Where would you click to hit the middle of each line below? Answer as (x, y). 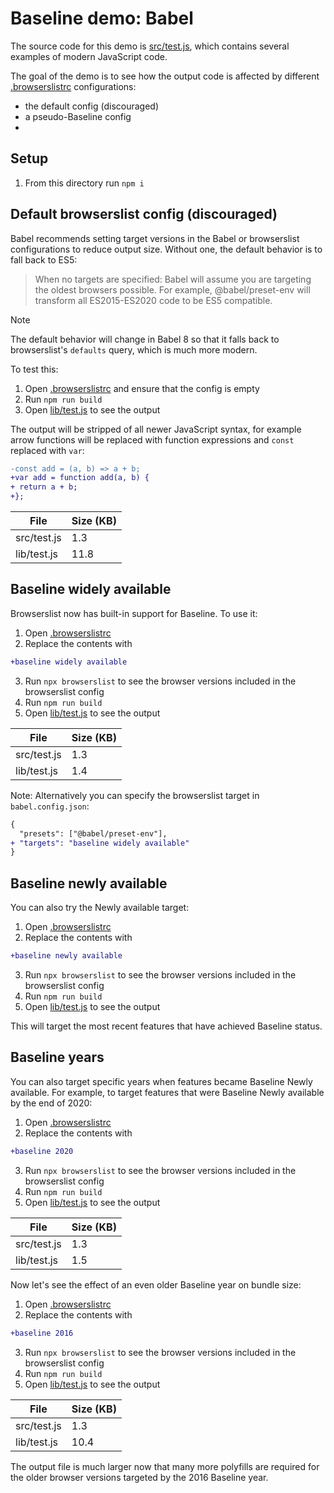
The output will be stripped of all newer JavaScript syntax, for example (156, 429)
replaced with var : (47, 450)
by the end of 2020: (51, 1103)
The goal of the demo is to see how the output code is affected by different (165, 76)
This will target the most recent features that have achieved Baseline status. (166, 1026)
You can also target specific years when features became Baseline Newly (161, 1081)
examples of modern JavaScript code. (89, 56)
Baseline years (57, 1057)
